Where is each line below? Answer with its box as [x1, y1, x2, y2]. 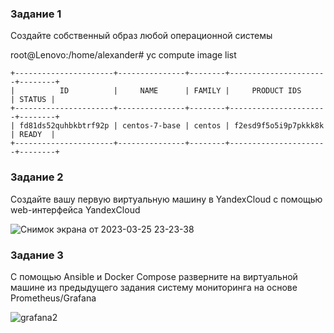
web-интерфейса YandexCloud [10, 203, 141, 216]
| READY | [10, 130, 56, 140]
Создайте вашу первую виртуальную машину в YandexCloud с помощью [10, 193, 323, 205]
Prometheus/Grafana [10, 292, 97, 304]
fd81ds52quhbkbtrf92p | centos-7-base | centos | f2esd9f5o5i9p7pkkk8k [19, 121, 325, 131]
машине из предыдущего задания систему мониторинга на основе [10, 281, 298, 293]
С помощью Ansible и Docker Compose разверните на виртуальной [10, 270, 298, 282]
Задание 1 [10, 7, 62, 21]
